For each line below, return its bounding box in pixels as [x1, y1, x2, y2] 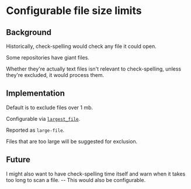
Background [6, 27, 51, 37]
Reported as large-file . [6, 127, 65, 134]
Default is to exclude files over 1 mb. [6, 104, 93, 111]
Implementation [6, 89, 65, 99]
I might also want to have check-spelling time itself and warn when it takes [6, 170, 186, 177]
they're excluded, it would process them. [6, 72, 104, 78]
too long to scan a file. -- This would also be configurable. [6, 176, 146, 183]
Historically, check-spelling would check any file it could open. [6, 43, 157, 50]
